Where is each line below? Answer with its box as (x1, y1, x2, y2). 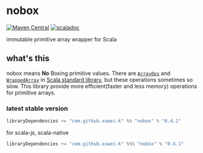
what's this (6, 53, 50, 64)
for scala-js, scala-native (6, 129, 69, 136)
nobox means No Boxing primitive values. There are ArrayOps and (6, 69, 171, 77)
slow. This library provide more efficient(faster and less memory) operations (6, 82, 198, 90)
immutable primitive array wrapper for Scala (6, 35, 117, 43)
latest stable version (6, 104, 68, 113)
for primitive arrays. (6, 89, 56, 96)
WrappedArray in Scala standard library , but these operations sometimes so (6, 76, 193, 83)
